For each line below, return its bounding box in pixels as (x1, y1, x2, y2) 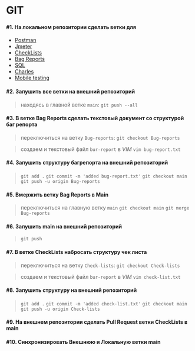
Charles (14, 68, 34, 75)
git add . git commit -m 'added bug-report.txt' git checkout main (20, 173, 187, 179)
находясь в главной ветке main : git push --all (20, 101, 138, 108)
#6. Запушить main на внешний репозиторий (6, 223, 123, 230)
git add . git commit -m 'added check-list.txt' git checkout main (20, 301, 187, 307)
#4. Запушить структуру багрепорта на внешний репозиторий (6, 159, 168, 166)
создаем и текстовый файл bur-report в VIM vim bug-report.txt (20, 146, 181, 153)
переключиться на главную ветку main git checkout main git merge (20, 204, 190, 211)
